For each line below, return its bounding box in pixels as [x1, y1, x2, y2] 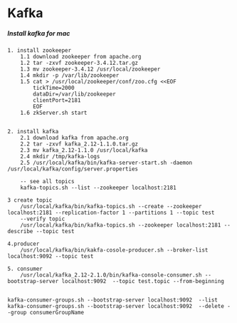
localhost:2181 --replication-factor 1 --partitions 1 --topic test [7, 209, 215, 217]
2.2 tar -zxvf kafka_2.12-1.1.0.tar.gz [20, 140, 139, 148]
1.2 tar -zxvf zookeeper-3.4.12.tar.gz [20, 59, 139, 67]
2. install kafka [7, 128, 59, 135]
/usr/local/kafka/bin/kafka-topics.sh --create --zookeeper [20, 203, 202, 210]
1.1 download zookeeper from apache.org [20, 53, 142, 61]
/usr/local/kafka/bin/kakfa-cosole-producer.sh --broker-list [20, 247, 209, 254]
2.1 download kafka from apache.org [20, 134, 130, 142]
